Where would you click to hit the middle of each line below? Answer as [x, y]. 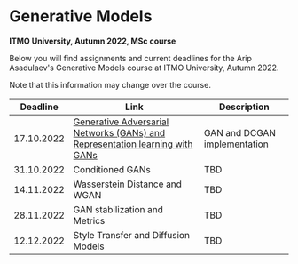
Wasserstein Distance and [127, 184]
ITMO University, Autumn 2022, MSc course [93, 41]
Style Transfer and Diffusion [132, 235]
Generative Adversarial [121, 122]
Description [244, 107]
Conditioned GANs [112, 169]
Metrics [89, 220]
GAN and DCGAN [240, 132]
